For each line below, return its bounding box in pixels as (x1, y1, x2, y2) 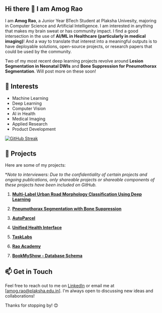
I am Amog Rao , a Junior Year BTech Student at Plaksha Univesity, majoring (5, 17, 157, 23)
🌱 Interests (5, 82, 39, 91)
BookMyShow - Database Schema (12, 253, 82, 259)
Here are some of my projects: (5, 162, 66, 168)
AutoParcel (12, 215, 35, 221)
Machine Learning (12, 95, 49, 101)
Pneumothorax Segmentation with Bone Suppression (12, 206, 122, 212)
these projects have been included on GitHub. (5, 182, 97, 188)
